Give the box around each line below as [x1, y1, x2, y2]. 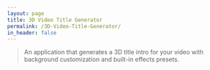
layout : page [7, 10, 45, 17]
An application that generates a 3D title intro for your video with [23, 48, 204, 56]
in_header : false [7, 29, 57, 36]
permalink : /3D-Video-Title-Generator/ [7, 23, 121, 30]
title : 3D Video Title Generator [7, 16, 103, 23]
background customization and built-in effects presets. [23, 56, 180, 64]
